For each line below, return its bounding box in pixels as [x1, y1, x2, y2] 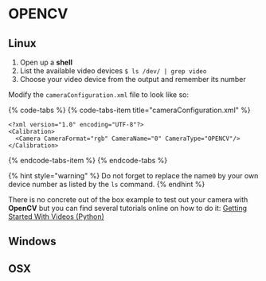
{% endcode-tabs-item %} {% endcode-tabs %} [8, 156, 168, 165]
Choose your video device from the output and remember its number [19, 75, 247, 84]
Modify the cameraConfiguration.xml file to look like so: [8, 90, 190, 100]
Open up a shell [19, 57, 73, 67]
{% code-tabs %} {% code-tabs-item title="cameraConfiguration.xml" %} [8, 105, 251, 115]
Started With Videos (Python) [8, 212, 105, 221]
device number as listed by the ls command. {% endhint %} [8, 180, 205, 189]
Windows [8, 235, 57, 248]
